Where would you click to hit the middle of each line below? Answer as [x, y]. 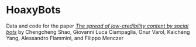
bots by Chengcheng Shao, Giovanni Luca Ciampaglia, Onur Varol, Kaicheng [98, 32]
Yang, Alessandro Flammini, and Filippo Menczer [65, 38]
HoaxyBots [34, 10]
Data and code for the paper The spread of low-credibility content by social [97, 26]
